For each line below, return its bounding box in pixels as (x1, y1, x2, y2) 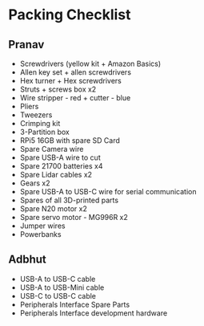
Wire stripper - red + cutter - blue (19, 93, 131, 102)
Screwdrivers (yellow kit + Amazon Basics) (19, 59, 162, 68)
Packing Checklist (8, 6, 131, 24)
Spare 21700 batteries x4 (19, 161, 103, 170)
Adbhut (8, 253, 46, 267)
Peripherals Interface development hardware (19, 308, 168, 318)
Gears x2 (19, 178, 50, 188)
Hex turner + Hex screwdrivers (19, 76, 122, 85)
